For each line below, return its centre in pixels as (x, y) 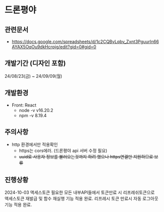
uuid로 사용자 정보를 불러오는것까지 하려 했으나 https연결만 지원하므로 (86, 157)
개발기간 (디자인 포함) (35, 63)
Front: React (24, 105)
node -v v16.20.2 (36, 110)
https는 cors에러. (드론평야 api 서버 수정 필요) (63, 151)
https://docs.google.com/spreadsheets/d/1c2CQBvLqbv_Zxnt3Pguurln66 (85, 42)
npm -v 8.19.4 (33, 115)
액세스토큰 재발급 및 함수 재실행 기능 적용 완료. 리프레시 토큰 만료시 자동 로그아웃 (82, 199)
